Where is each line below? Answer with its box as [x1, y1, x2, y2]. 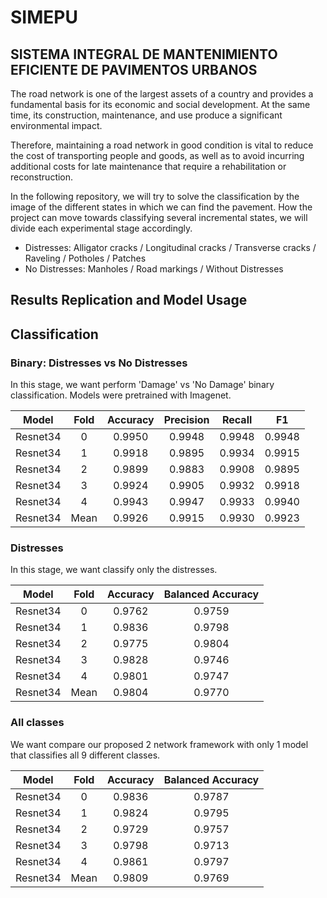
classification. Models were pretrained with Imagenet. [10, 389, 232, 401]
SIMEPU [10, 6, 78, 29]
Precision [163, 413, 210, 427]
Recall [221, 413, 253, 427]
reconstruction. [10, 171, 74, 183]
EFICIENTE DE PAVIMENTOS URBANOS [10, 61, 258, 78]
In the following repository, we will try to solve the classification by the [10, 191, 300, 202]
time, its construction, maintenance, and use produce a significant [10, 109, 283, 121]
